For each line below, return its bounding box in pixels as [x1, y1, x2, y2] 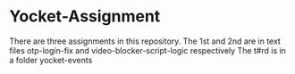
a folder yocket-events [9, 54, 93, 65]
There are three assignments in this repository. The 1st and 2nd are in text [9, 36, 282, 46]
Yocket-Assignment [9, 6, 161, 27]
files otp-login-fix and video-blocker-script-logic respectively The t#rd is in [9, 45, 286, 55]
